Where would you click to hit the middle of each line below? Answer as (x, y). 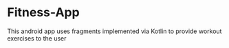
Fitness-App (44, 13)
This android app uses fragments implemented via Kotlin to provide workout (115, 31)
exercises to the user (37, 38)
